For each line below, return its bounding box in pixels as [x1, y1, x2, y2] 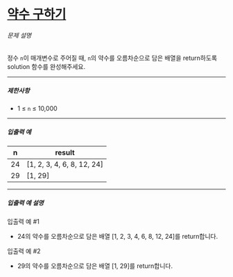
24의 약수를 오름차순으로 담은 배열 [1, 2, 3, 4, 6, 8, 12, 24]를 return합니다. [17, 232, 218, 241]
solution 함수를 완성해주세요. [7, 63, 85, 71]
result [55, 148, 75, 157]
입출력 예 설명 [7, 198, 44, 207]
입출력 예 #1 [7, 217, 40, 226]
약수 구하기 [7, 6, 67, 22]
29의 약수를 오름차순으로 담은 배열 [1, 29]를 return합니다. [17, 262, 173, 270]
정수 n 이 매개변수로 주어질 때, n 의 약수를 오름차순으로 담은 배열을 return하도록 [7, 54, 217, 63]
